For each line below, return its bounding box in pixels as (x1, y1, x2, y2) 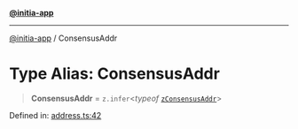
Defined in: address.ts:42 (9, 110, 102, 120)
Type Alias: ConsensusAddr (9, 64, 220, 84)
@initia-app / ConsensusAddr (9, 33, 118, 43)
